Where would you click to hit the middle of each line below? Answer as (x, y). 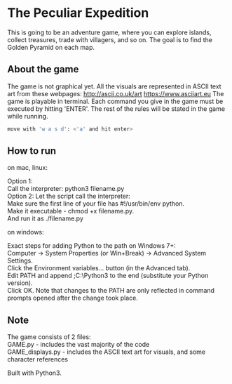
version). (20, 283)
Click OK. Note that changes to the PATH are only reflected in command (111, 291)
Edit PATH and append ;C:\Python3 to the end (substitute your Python (108, 276)
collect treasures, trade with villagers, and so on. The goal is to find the (110, 39)
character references (38, 359)
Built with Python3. (34, 373)
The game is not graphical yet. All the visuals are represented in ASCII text (115, 86)
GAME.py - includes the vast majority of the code (79, 345)
